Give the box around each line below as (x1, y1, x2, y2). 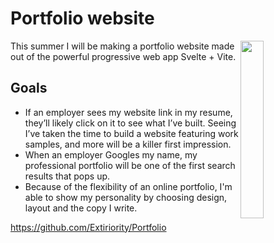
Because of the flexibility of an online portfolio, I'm (24, 180, 233, 192)
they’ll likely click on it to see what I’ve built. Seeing (24, 117, 237, 129)
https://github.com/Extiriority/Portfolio (10, 221, 167, 233)
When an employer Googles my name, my (24, 148, 198, 161)
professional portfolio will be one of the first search (24, 159, 236, 171)
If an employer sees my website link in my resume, (24, 106, 233, 118)
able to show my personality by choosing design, (24, 191, 228, 203)
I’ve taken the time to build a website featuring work (24, 127, 239, 139)
